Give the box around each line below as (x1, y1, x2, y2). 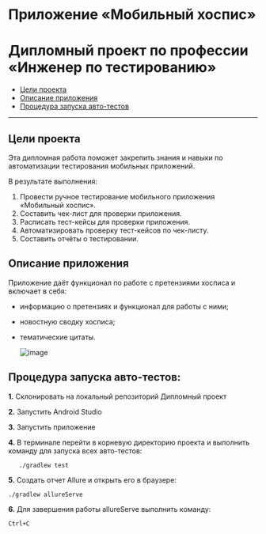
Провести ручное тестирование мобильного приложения (19, 191, 215, 201)
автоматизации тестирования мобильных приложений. (8, 161, 196, 171)
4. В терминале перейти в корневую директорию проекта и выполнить (8, 437, 250, 447)
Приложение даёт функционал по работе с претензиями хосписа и (8, 278, 236, 287)
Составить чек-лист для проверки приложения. (19, 208, 182, 218)
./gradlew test (18, 461, 69, 469)
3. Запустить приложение (8, 422, 97, 432)
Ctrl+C (8, 520, 30, 528)
